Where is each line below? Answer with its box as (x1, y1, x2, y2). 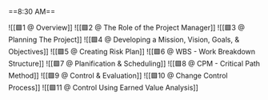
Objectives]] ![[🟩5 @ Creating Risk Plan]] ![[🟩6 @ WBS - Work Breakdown (8, 47, 256, 56)
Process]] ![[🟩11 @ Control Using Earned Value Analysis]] (8, 83, 198, 92)
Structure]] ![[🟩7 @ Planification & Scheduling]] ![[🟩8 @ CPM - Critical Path (8, 59, 261, 68)
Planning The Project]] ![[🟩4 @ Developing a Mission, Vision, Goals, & (8, 35, 240, 44)
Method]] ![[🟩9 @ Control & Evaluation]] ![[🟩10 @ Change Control (8, 71, 228, 80)
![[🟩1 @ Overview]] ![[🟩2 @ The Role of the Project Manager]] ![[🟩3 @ (8, 23, 246, 32)
